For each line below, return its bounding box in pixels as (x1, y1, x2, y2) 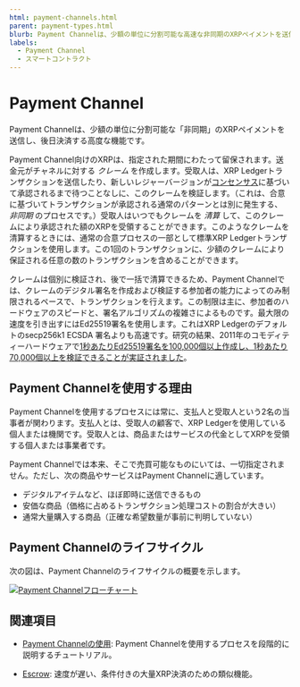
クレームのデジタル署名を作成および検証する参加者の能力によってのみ (24, 284, 283, 295)
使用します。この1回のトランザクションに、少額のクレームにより (47, 243, 286, 254)
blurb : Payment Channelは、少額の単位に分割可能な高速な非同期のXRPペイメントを (9, 30, 283, 38)
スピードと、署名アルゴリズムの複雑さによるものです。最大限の (55, 307, 290, 318)
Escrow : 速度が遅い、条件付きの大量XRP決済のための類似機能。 (21, 668, 257, 680)
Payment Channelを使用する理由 (9, 381, 193, 396)
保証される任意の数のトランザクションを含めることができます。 (9, 254, 244, 265)
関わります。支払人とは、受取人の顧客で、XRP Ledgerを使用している (32, 417, 287, 428)
